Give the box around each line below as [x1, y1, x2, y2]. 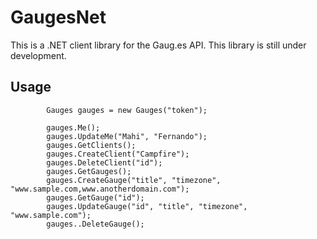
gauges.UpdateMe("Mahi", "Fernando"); [46, 131, 208, 141]
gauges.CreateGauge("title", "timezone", [46, 175, 222, 185]
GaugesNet [10, 6, 107, 29]
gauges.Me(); [46, 122, 101, 133]
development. [10, 49, 67, 61]
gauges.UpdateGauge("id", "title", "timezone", [46, 201, 248, 211]
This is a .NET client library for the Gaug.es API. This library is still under [10, 39, 307, 51]
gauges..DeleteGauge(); [46, 219, 145, 229]
